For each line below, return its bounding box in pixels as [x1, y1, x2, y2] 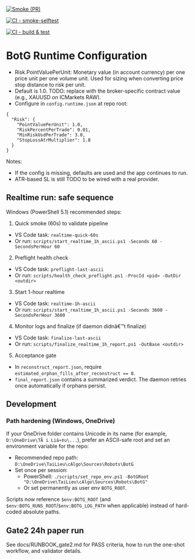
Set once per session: [14, 467, 68, 474]
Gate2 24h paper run [6, 525, 84, 535]
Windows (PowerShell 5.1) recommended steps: [6, 208, 122, 215]
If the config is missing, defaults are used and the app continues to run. [14, 169, 189, 176]
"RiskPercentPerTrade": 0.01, [16, 127, 91, 133]
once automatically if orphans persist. [14, 382, 107, 389]
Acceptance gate [14, 352, 57, 359]
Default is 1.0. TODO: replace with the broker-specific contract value [14, 87, 181, 94]
